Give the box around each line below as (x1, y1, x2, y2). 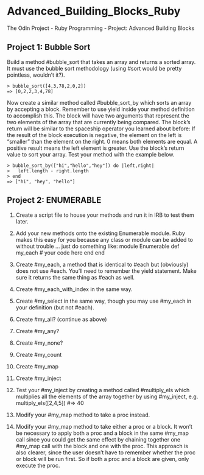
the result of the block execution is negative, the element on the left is (7, 131, 182, 138)
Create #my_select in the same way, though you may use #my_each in (15, 297, 192, 304)
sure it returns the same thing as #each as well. (15, 273, 135, 281)
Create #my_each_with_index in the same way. (15, 285, 133, 293)
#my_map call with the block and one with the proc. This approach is (15, 442, 188, 449)
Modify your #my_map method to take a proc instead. (15, 411, 150, 418)
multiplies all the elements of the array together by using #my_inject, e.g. (15, 393, 199, 400)
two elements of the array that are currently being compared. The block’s (7, 118, 191, 125)
